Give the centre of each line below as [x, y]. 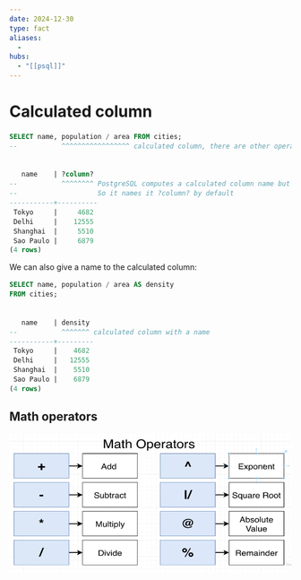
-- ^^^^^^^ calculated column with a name [110, 332]
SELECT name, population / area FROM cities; [95, 136]
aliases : [26, 38]
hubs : [19, 57]
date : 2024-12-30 [42, 19]
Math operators [54, 417]
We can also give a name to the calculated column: [103, 267]
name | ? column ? [57, 175]
